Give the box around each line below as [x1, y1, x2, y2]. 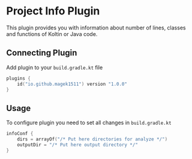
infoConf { [6, 131, 34, 137]
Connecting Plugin [6, 48, 77, 58]
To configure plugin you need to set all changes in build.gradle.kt [6, 119, 172, 127]
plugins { [6, 75, 31, 82]
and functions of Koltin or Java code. [6, 30, 98, 37]
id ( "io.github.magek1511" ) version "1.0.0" [17, 81, 128, 87]
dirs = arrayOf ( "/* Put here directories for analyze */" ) [17, 136, 168, 142]
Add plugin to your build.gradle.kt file [6, 64, 103, 71]
